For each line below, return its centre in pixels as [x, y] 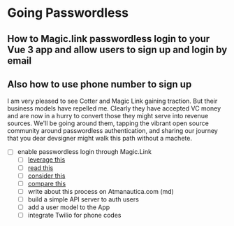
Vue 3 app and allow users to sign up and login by [117, 49]
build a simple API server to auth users [83, 199]
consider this [46, 176]
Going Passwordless [68, 13]
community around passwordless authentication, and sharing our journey [112, 131]
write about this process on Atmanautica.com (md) [101, 191]
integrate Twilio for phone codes [74, 215]
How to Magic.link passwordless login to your [109, 39]
